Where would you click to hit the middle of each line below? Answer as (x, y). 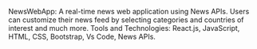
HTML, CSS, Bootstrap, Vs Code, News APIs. (82, 36)
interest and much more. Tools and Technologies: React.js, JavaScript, (124, 28)
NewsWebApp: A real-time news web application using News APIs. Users (129, 11)
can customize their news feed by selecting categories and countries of (127, 20)
